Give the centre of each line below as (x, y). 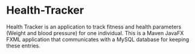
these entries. (23, 46)
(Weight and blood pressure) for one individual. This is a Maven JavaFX (95, 33)
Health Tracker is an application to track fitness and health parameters (94, 27)
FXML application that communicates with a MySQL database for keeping (98, 39)
